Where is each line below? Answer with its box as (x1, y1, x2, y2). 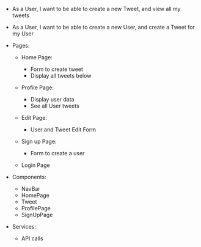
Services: (12, 223, 37, 230)
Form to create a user (30, 150, 85, 157)
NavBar (21, 185, 41, 192)
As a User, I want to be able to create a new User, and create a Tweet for (12, 24, 196, 31)
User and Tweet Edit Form (30, 126, 97, 133)
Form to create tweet (30, 65, 84, 73)
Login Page (21, 161, 50, 169)
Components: (12, 174, 47, 180)
